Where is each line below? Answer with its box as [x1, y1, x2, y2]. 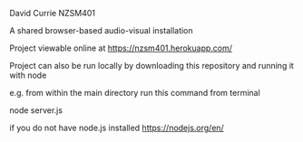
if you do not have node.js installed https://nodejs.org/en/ [9, 122, 224, 133]
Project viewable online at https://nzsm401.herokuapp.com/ [9, 43, 233, 53]
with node [9, 70, 47, 80]
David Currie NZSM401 [9, 8, 95, 18]
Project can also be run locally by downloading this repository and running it [9, 61, 295, 71]
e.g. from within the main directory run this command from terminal [9, 88, 260, 98]
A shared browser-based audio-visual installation [9, 25, 193, 35]
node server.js [9, 105, 64, 116]
